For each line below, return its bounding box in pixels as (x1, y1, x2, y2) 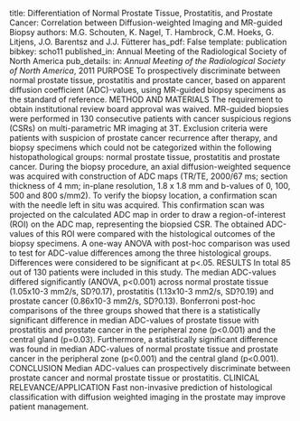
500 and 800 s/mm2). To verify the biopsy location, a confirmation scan (9, 190, 277, 201)
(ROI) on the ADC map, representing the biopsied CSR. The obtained (9, 219, 265, 229)
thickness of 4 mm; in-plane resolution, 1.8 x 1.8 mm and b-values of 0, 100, (9, 181, 291, 191)
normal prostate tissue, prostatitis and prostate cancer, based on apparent (9, 75, 286, 85)
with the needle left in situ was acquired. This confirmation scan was (9, 200, 265, 210)
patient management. (9, 401, 89, 412)
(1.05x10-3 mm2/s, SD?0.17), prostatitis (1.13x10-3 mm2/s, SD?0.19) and (9, 286, 274, 296)
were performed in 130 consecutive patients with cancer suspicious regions (9, 113, 292, 124)
